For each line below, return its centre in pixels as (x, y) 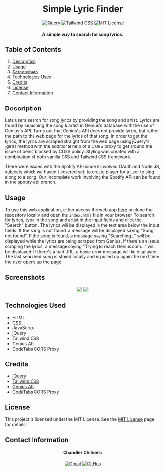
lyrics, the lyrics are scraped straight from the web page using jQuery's (77, 141)
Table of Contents (33, 50)
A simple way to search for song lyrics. (83, 34)
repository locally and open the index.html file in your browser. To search (80, 215)
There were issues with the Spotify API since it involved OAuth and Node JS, (83, 167)
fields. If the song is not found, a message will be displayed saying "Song (79, 230)
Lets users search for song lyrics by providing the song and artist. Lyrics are (82, 120)
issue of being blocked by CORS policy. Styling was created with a (72, 152)
